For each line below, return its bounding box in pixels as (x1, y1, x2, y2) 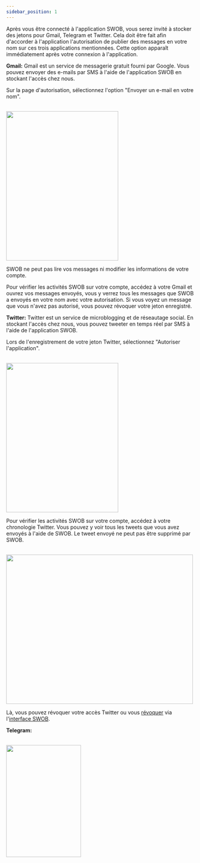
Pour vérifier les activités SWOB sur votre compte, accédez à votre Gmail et (6, 283, 192, 290)
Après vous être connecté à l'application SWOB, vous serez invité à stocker (6, 25, 192, 32)
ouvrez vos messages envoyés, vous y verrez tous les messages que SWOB (6, 289, 194, 296)
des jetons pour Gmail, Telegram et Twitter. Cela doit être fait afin (6, 31, 167, 39)
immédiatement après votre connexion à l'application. (6, 50, 139, 57)
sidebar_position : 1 (6, 8, 58, 15)
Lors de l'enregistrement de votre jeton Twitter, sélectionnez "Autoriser (6, 338, 180, 345)
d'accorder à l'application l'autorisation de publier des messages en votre (6, 38, 187, 45)
